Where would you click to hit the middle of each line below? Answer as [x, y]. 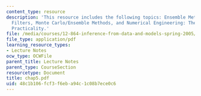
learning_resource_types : [38, 45]
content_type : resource [36, 12]
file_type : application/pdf [41, 39]
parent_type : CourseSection [41, 67]
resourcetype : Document [36, 73]
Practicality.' [31, 28]
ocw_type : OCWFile [29, 56]
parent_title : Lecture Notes [42, 61]
